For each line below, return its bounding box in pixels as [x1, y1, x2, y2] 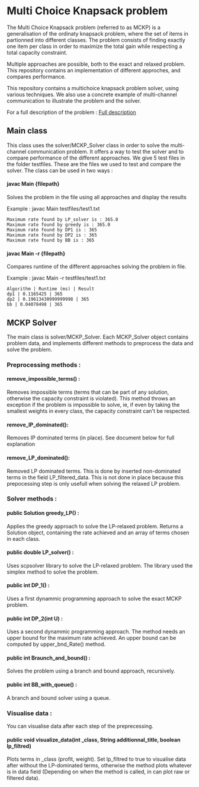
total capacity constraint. [7, 49, 68, 56]
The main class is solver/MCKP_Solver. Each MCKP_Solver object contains [7, 333, 189, 340]
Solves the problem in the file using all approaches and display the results [7, 193, 187, 200]
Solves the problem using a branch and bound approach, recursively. [7, 667, 175, 674]
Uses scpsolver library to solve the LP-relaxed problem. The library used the [7, 562, 193, 569]
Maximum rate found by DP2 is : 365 [7, 232, 97, 238]
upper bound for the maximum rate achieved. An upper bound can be [7, 635, 176, 642]
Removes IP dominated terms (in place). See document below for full [7, 434, 175, 441]
